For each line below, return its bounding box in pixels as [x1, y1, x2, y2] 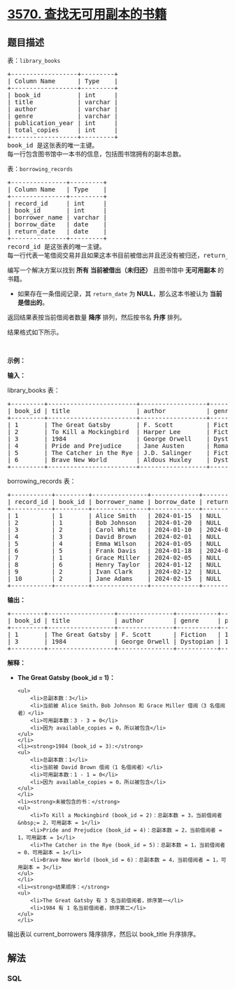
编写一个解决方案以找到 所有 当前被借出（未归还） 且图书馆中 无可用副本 [7, 266, 217, 274]
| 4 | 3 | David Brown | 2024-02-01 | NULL [7, 533, 222, 540]
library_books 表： [7, 386, 60, 394]
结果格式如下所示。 [7, 328, 63, 336]
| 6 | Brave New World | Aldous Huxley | [7, 456, 211, 463]
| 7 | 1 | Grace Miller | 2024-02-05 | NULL [7, 554, 222, 561]
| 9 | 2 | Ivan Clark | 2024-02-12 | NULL [7, 568, 222, 575]
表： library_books [7, 57, 61, 64]
